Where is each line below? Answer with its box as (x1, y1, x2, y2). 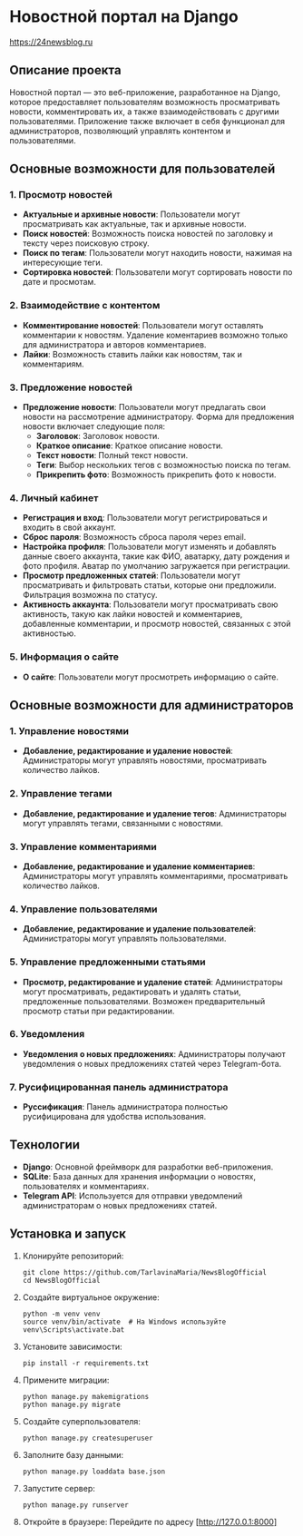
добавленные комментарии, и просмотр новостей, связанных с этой (22, 619, 292, 630)
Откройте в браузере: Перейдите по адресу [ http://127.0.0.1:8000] (22, 1516, 278, 1527)
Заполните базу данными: (22, 1449, 124, 1460)
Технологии (9, 1137, 80, 1153)
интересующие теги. (22, 257, 103, 269)
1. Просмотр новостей (9, 189, 113, 201)
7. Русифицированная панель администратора (9, 1081, 229, 1093)
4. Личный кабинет (9, 492, 99, 504)
